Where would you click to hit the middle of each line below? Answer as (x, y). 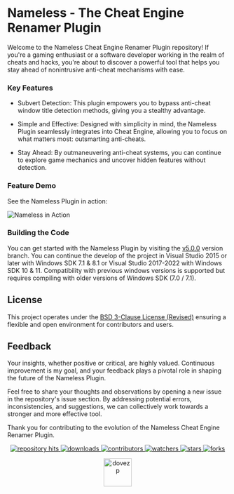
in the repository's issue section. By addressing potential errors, (99, 399)
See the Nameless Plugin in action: (57, 201)
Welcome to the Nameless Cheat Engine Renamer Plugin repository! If (108, 47)
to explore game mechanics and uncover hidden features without (111, 160)
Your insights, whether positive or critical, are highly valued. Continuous (111, 363)
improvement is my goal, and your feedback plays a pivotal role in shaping (115, 370)
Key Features (30, 88)
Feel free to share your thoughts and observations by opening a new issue (115, 392)
